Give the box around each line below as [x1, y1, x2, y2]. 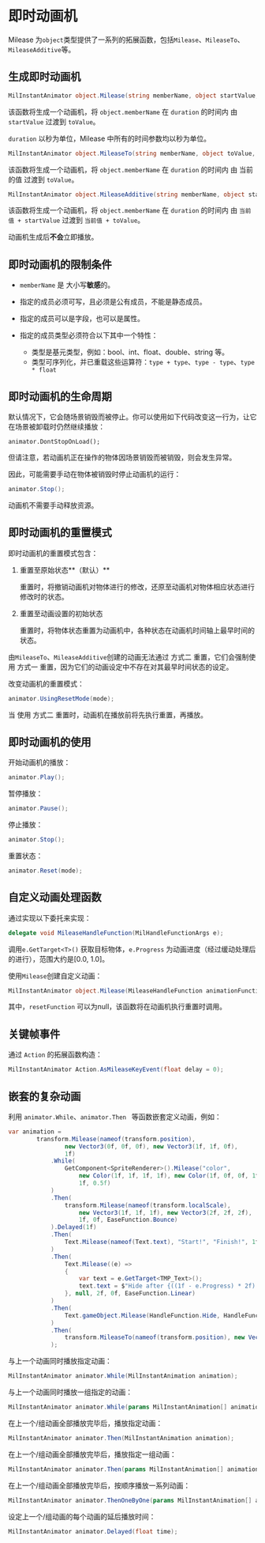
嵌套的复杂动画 [8, 1089, 81, 1103]
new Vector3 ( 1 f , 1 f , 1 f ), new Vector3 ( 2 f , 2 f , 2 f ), [78, 1208, 252, 1216]
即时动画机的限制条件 [8, 258, 112, 271]
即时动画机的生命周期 [8, 389, 112, 403]
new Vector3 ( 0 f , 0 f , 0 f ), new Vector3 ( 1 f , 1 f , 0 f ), [64, 1142, 238, 1151]
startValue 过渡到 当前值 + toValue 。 [24, 215, 145, 225]
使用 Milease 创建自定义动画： [8, 970, 103, 981]
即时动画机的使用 [8, 735, 91, 748]
